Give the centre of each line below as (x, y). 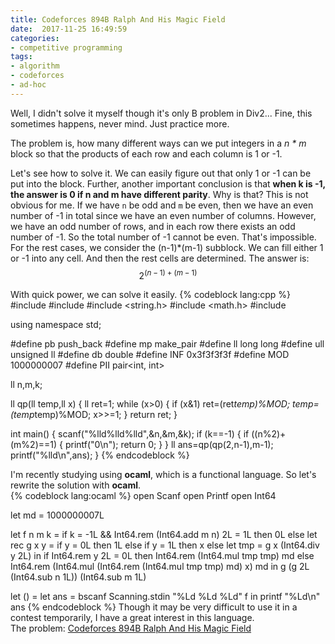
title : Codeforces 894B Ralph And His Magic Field (118, 19)
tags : (21, 57)
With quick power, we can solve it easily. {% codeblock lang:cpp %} (150, 295)
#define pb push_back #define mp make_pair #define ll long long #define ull (167, 344)
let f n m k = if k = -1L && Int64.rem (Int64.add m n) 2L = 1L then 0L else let (164, 535)
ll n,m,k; (26, 385)
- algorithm (35, 66)
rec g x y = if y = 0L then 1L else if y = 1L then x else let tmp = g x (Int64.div (165, 545)
